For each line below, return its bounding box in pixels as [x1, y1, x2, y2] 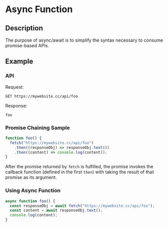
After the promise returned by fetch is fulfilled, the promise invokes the [5, 164, 153, 170]
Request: [5, 84, 24, 90]
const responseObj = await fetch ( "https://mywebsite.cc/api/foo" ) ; [10, 203, 155, 208]
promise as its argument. [5, 174, 57, 180]
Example [5, 57, 33, 66]
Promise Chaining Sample [5, 124, 70, 131]
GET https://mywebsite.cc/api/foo [5, 94, 78, 99]
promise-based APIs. [5, 43, 50, 49]
